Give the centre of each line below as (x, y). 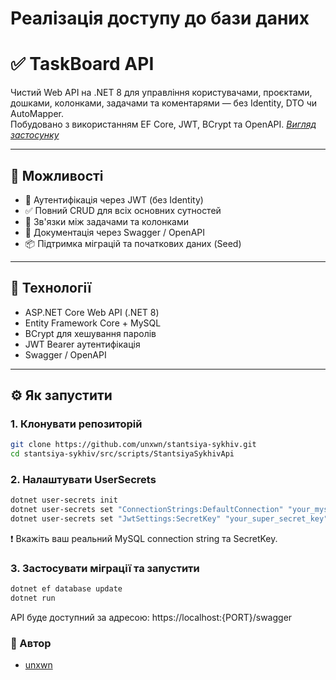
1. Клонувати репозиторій (76, 424)
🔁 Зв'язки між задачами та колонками (106, 221)
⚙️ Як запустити (61, 395)
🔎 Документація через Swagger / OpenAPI (114, 232)
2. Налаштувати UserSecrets (83, 480)
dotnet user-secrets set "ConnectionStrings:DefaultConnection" (147, 510)
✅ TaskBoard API (82, 64)
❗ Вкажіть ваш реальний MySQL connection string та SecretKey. (144, 539)
